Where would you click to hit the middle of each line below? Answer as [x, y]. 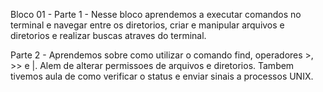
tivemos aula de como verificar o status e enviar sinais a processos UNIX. [162, 76]
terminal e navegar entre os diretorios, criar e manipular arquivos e [147, 25]
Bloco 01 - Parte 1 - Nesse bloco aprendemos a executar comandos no [156, 14]
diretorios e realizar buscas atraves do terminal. [108, 35]
